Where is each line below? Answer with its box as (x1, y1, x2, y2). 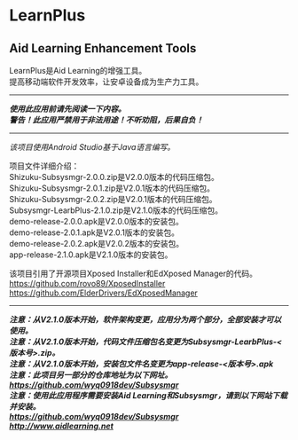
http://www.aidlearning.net (9, 420, 114, 431)
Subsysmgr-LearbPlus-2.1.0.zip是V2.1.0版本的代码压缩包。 (9, 205, 223, 216)
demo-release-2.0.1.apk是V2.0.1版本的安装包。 (9, 227, 180, 238)
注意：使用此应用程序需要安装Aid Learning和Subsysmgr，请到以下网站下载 (9, 390, 288, 400)
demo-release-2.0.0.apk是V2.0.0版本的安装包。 (9, 216, 184, 226)
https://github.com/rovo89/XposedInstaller (9, 279, 166, 288)
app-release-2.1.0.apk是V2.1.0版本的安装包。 (9, 249, 173, 260)
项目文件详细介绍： (9, 161, 80, 171)
